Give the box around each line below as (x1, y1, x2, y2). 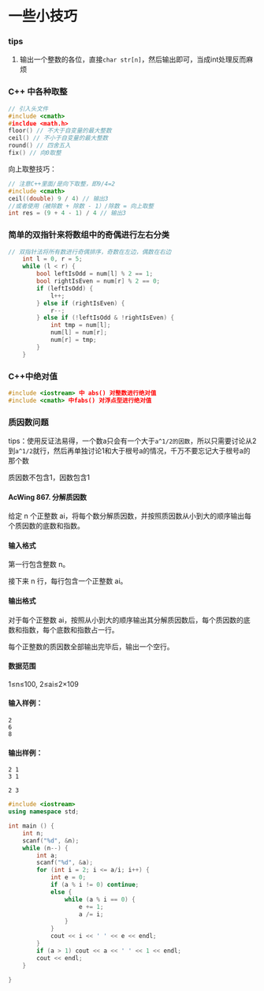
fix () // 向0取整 (8, 149, 61, 157)
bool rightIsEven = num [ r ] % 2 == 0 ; (36, 277, 161, 285)
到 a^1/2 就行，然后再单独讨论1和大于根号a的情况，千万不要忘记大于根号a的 (8, 446, 251, 456)
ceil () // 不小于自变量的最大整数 (8, 134, 109, 142)
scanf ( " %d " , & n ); (22, 836, 80, 845)
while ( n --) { (22, 844, 69, 852)
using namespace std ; (8, 808, 80, 816)
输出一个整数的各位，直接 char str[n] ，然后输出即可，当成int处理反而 (19, 54, 247, 64)
